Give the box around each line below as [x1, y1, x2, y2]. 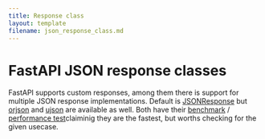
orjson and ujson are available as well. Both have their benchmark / [8, 105, 230, 115]
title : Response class [8, 11, 84, 20]
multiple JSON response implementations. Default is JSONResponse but [8, 96, 247, 106]
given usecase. [8, 122, 59, 132]
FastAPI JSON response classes [8, 61, 227, 80]
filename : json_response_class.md [8, 27, 124, 35]
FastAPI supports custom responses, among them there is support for [8, 88, 239, 97]
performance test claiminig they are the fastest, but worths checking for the [8, 113, 257, 123]
